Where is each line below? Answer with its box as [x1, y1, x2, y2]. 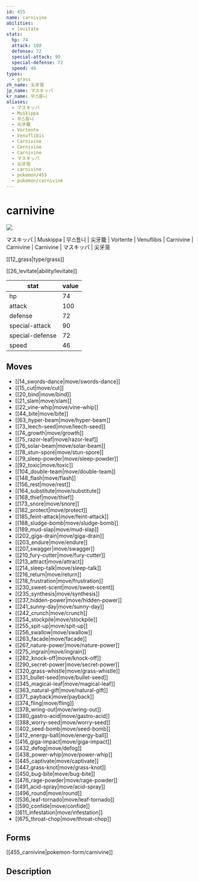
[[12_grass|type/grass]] [6, 255, 65, 263]
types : [6, 71, 23, 77]
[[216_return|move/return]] [14, 570, 81, 578]
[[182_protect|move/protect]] [14, 506, 87, 513]
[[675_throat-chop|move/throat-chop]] [14, 815, 112, 822]
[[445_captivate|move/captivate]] [14, 757, 99, 765]
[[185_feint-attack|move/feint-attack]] [14, 513, 109, 520]
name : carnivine [6, 15, 47, 21]
